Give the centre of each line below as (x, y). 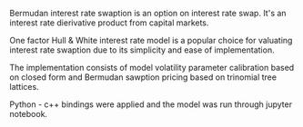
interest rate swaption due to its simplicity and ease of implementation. (142, 50)
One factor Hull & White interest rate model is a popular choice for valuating (151, 40)
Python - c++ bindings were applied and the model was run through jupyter (151, 104)
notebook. (29, 114)
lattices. (24, 87)
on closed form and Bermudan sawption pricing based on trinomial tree (143, 77)
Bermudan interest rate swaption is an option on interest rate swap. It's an (148, 13)
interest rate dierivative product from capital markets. (109, 23)
